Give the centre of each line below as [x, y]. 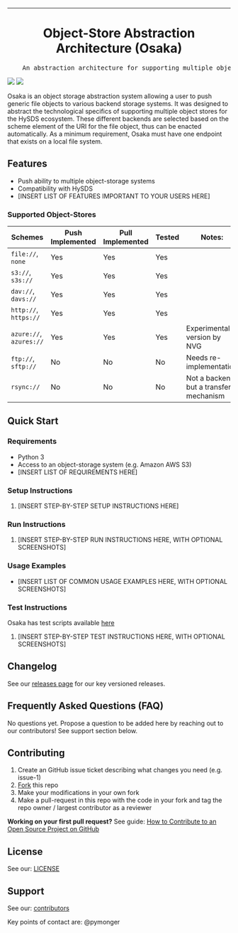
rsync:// [25, 387]
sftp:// [24, 367]
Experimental [208, 329]
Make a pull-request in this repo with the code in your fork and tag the [120, 800]
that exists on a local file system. [55, 141]
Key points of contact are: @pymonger [64, 922]
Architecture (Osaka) [119, 49]
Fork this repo [38, 785]
